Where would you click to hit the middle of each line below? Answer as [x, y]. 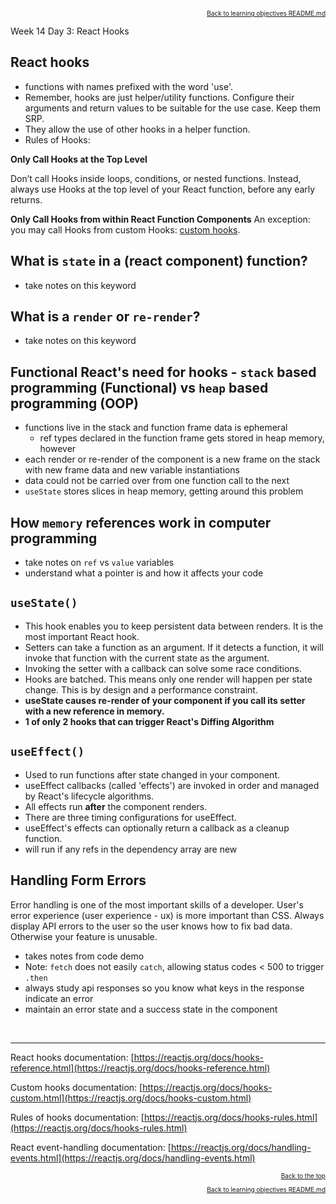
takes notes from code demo [84, 956]
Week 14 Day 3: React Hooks [70, 31]
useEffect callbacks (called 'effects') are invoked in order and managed [172, 785]
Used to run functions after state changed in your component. [152, 774]
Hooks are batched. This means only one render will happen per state [168, 679]
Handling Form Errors [78, 880]
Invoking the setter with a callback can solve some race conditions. [163, 668]
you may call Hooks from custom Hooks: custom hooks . [125, 229]
